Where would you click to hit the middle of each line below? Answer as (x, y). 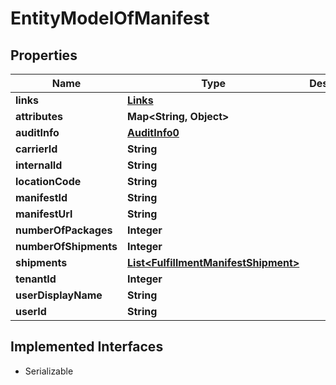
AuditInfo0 (153, 132)
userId (31, 311)
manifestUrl (44, 214)
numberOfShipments (66, 246)
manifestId (41, 197)
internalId (39, 165)
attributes (39, 116)
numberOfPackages (64, 230)
